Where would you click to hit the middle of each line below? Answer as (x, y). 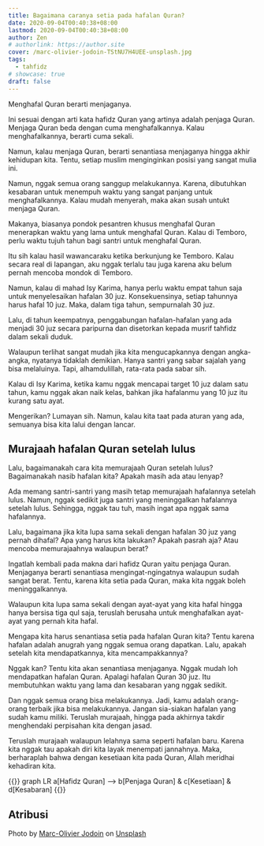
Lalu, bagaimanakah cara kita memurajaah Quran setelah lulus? (111, 468)
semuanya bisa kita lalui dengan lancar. (72, 424)
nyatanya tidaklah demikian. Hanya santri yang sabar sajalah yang (139, 360)
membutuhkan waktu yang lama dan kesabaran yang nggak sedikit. (117, 685)
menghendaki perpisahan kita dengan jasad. (80, 725)
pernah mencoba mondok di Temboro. (71, 272)
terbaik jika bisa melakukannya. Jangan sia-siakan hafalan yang (132, 709)
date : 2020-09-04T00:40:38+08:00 (63, 23)
